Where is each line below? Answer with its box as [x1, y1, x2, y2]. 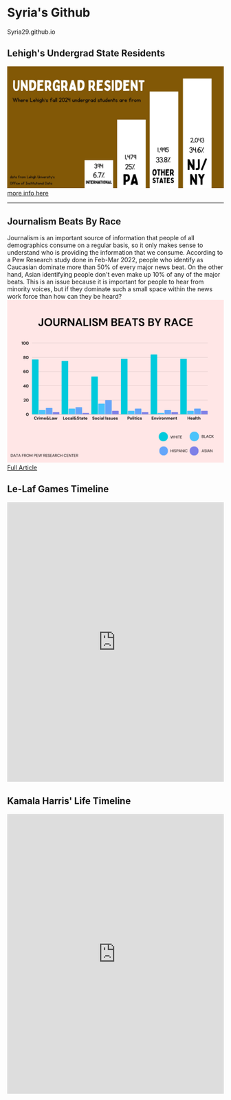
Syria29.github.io [7, 28, 56, 36]
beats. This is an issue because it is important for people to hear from [7, 277, 204, 286]
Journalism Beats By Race [7, 215, 122, 227]
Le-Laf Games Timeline [7, 483, 109, 495]
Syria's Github [7, 5, 91, 21]
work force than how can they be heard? [7, 293, 122, 301]
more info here [7, 189, 49, 198]
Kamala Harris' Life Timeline [7, 795, 131, 807]
